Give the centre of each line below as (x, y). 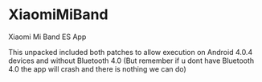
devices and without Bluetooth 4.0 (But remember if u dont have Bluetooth (131, 61)
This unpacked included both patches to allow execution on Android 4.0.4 (131, 52)
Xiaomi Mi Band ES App (47, 37)
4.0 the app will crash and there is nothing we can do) (97, 68)
